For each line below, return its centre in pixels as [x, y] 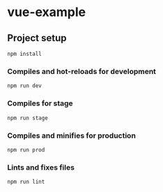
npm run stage [28, 118]
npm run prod [26, 150]
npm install [24, 54]
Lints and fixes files [41, 167]
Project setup [37, 38]
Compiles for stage [40, 103]
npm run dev [24, 86]
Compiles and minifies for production [71, 135]
